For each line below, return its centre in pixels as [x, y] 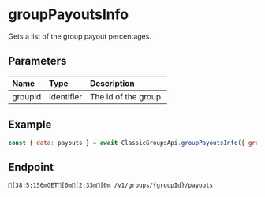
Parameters [37, 61]
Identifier [65, 96]
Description [112, 83]
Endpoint [31, 167]
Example [30, 125]
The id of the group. [126, 96]
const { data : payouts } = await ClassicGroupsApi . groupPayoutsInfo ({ [127, 143]
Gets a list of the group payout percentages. [80, 36]
